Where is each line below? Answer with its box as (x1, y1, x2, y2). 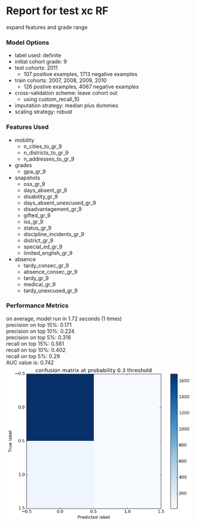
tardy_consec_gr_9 (23, 261, 69, 269)
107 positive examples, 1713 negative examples (23, 71, 137, 78)
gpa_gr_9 (23, 168, 46, 175)
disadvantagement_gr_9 (23, 205, 82, 212)
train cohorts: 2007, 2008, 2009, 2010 (14, 77, 107, 84)
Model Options (6, 38, 50, 47)
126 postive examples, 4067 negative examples (23, 83, 139, 90)
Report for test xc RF (6, 4, 109, 18)
